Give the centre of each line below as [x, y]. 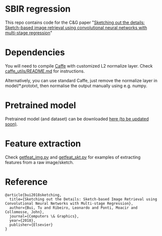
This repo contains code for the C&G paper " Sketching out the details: [75, 22]
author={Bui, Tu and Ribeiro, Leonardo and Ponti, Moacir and [73, 208]
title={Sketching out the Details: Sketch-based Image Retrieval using [83, 199]
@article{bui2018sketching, [33, 195]
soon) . [11, 124]
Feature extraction [43, 144]
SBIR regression [38, 9]
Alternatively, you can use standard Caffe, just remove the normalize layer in [81, 80]
